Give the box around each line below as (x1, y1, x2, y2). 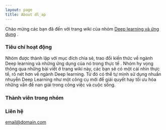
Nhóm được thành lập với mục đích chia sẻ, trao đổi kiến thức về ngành (5, 55, 153, 61)
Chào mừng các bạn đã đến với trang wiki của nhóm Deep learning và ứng (5, 26, 159, 32)
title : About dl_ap (5, 12, 46, 17)
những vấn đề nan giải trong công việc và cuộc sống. (5, 81, 116, 88)
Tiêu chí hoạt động (5, 44, 52, 51)
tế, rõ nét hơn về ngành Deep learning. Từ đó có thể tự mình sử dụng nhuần (5, 71, 161, 77)
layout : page (5, 7, 33, 13)
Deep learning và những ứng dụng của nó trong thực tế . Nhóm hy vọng (5, 60, 153, 66)
